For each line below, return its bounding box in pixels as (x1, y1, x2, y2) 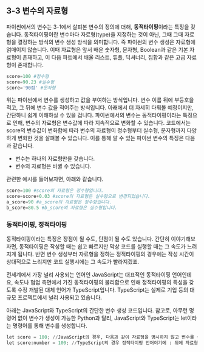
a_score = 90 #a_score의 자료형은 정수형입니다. (6, 199, 112, 205)
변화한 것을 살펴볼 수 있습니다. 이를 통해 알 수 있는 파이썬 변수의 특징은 (17, 135, 184, 142)
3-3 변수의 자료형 (6, 5, 69, 16)
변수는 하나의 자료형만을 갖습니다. (15, 155, 95, 163)
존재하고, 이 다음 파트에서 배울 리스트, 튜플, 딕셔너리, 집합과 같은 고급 (22, 54, 186, 61)
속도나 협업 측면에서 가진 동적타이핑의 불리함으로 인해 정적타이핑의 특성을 (14, 279, 188, 286)
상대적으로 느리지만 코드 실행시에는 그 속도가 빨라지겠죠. (6, 258, 140, 266)
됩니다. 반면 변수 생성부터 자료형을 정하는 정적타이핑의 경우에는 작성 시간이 (17, 250, 194, 258)
